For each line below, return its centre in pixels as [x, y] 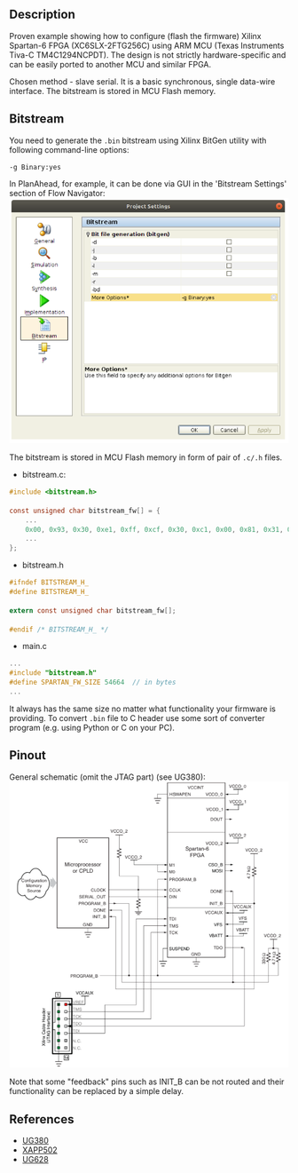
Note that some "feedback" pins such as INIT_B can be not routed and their [147, 1082]
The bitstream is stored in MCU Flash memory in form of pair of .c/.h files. [146, 457]
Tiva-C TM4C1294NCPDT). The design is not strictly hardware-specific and [148, 55]
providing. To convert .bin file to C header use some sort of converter [137, 717]
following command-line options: [69, 149]
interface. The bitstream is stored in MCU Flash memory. [113, 91]
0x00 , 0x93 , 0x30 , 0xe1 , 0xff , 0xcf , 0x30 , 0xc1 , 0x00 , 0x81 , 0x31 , [154, 529]
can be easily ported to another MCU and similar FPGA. [110, 64]
